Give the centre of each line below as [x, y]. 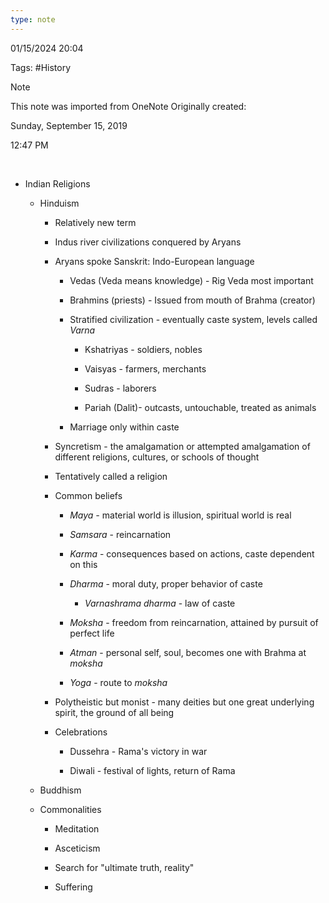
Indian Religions [57, 183]
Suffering [73, 887]
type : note [33, 19]
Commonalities [70, 809]
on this [83, 564]
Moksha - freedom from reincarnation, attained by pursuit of [194, 622]
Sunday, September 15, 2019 [69, 125]
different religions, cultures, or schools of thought [157, 457]
